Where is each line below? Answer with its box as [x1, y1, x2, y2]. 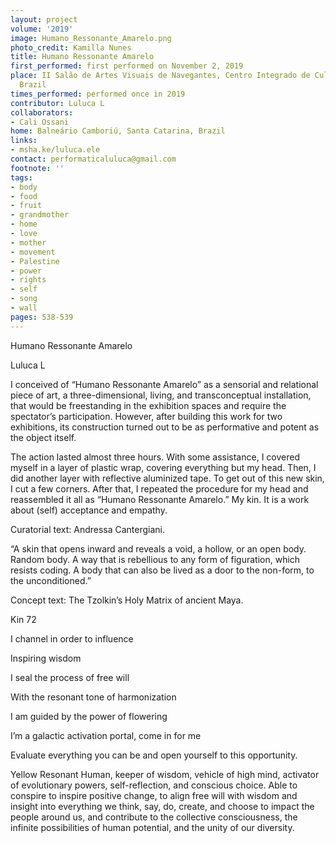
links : [10, 136, 38, 146]
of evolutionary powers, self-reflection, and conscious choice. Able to [10, 779, 298, 791]
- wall [10, 303, 38, 313]
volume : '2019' [10, 24, 74, 34]
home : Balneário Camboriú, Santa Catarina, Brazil [10, 126, 226, 136]
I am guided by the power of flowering [10, 710, 168, 722]
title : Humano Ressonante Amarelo [10, 52, 155, 62]
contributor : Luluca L [10, 98, 105, 108]
